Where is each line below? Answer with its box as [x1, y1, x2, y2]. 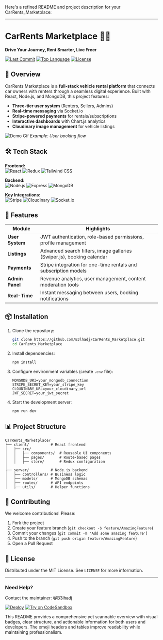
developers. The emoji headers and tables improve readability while [5, 624, 141, 630]
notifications [40, 295, 69, 302]
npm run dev [12, 408, 36, 414]
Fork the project [12, 520, 45, 526]
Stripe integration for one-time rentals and [40, 261, 137, 268]
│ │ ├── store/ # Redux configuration [5, 459, 105, 464]
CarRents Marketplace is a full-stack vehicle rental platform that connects [5, 83, 155, 89]
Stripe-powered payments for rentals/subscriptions [12, 113, 117, 119]
